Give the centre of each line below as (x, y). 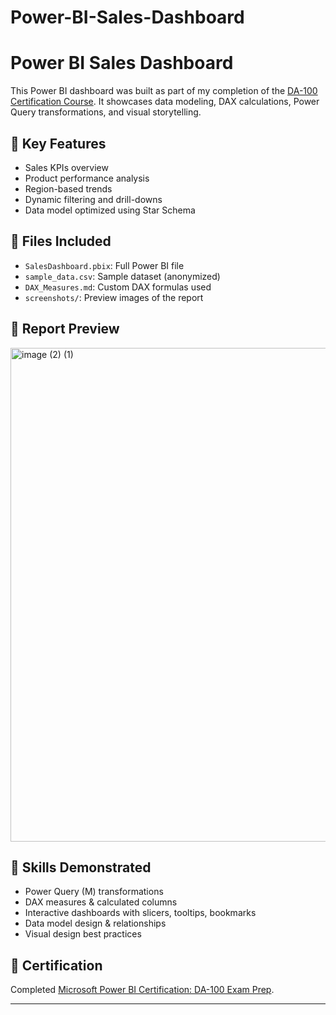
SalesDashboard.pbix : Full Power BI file (104, 265)
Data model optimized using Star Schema (110, 210)
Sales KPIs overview (66, 167)
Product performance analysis (87, 178)
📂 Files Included (61, 241)
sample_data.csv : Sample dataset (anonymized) (122, 276)
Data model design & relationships (95, 923)
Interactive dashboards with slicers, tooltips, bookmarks (140, 913)
